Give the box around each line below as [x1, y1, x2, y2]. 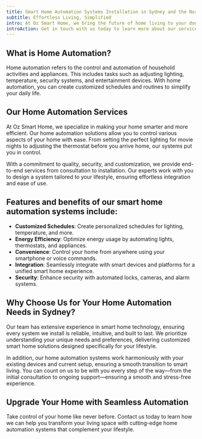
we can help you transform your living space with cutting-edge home [6, 420, 177, 427]
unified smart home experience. [14, 267, 94, 274]
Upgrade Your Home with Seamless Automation [6, 397, 189, 407]
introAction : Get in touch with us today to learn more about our [6, 25, 176, 32]
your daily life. [6, 90, 41, 97]
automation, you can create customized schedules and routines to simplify [6, 83, 191, 90]
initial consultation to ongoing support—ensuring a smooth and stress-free [6, 373, 191, 381]
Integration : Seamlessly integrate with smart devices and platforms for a [14, 261, 195, 268]
